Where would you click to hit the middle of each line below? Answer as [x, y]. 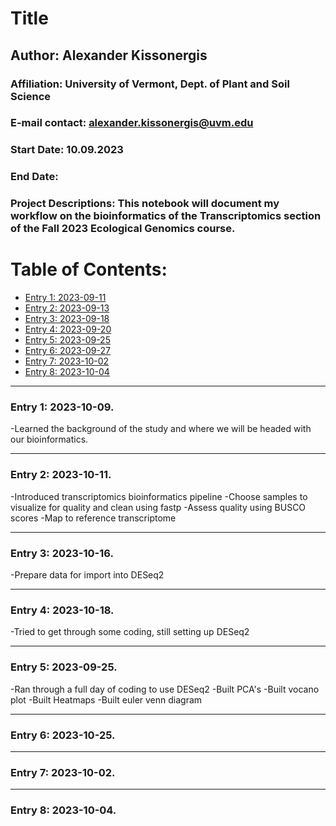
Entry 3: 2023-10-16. [62, 553]
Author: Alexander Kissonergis [109, 55]
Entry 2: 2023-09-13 [67, 308]
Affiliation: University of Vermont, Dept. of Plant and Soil [150, 84]
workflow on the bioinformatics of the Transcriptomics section [166, 216]
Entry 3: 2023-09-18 [67, 319]
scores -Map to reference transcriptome [93, 518]
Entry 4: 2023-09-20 [68, 329]
